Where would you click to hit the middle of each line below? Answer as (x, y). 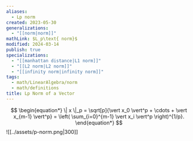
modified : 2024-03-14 (33, 45)
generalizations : (27, 28)
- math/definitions (35, 88)
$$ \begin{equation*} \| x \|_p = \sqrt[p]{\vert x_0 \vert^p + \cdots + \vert (99, 110)
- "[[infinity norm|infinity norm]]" (58, 72)
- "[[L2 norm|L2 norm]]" (42, 66)
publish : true (24, 50)
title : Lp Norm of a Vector (41, 93)
